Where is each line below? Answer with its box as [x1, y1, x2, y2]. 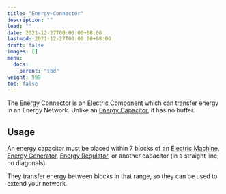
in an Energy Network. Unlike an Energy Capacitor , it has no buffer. [7, 106, 195, 114]
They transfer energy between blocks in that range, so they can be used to [7, 172, 218, 180]
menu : [7, 55, 23, 62]
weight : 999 [7, 73, 41, 81]
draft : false [7, 42, 44, 49]
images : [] [7, 49, 38, 56]
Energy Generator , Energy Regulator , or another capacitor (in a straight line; [7, 151, 220, 160]
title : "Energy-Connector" [7, 10, 84, 17]
